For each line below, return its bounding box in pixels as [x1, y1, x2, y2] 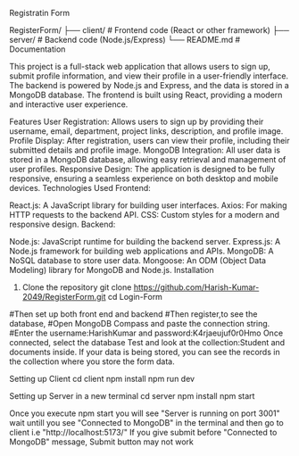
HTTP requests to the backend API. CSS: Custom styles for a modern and [9, 210, 279, 220]
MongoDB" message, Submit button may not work [9, 436, 194, 447]
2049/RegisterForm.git [21, 292, 106, 302]
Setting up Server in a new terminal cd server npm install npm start [9, 391, 255, 401]
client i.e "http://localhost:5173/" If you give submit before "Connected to [9, 427, 278, 437]
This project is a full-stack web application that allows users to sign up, [9, 62, 270, 71]
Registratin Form [9, 8, 71, 18]
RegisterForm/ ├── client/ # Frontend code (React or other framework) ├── [9, 25, 290, 35]
